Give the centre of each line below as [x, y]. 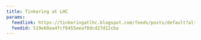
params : [16, 17]
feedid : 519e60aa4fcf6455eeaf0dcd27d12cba [65, 28]
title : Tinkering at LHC [37, 11]
